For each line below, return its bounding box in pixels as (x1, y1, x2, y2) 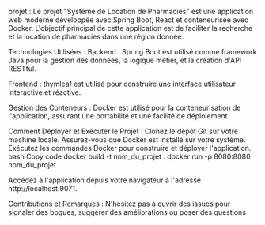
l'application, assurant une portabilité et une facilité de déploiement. (8, 111, 230, 121)
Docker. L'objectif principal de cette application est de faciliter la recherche (8, 24, 253, 32)
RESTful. (8, 64, 37, 73)
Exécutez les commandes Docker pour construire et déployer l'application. (8, 144, 252, 152)
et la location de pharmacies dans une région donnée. (8, 32, 184, 41)
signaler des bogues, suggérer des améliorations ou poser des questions (8, 208, 247, 216)
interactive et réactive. (8, 88, 81, 97)
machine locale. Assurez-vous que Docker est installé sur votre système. (8, 135, 246, 144)
